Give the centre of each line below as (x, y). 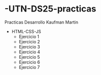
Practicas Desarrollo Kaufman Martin (42, 22)
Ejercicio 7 (29, 67)
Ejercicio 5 (29, 57)
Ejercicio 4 (29, 52)
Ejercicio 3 (29, 47)
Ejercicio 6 (29, 62)
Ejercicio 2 (29, 41)
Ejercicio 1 (29, 37)
